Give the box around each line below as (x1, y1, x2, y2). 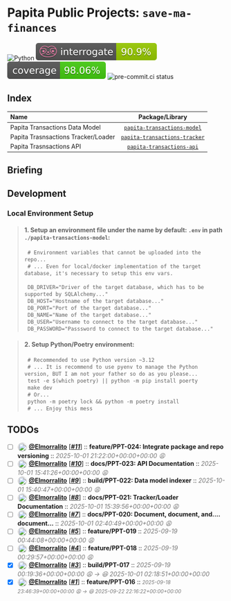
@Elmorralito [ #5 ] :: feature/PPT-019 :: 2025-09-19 (28, 527, 178, 535)
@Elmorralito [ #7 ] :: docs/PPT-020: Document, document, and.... (28, 510, 221, 519)
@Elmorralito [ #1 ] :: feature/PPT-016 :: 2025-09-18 (28, 577, 171, 586)
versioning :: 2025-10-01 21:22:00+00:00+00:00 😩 (17, 452, 166, 460)
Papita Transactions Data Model (10, 123, 102, 131)
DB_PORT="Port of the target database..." (27, 305, 152, 312)
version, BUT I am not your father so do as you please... (24, 370, 198, 377)
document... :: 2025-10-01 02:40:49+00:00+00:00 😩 (17, 519, 172, 528)
